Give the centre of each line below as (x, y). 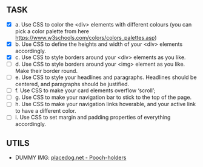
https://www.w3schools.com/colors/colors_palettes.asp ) (86, 37)
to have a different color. (46, 111)
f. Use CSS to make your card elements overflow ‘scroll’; (85, 90)
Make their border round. (46, 71)
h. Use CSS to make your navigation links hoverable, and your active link (105, 104)
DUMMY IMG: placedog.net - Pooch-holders (71, 158)
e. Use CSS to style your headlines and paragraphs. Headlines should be (106, 77)
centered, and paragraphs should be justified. (72, 84)
